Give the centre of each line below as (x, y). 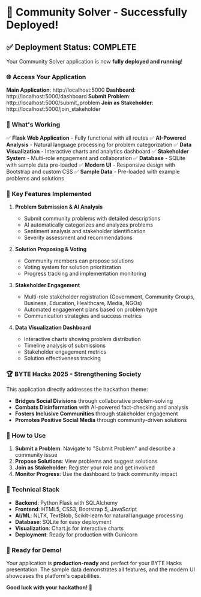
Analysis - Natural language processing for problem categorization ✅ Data (99, 144)
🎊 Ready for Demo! (34, 550)
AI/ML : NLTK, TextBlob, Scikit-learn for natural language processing (99, 515)
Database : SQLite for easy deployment (63, 521)
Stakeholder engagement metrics (65, 352)
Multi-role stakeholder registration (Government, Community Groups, (109, 297)
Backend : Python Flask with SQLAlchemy (66, 502)
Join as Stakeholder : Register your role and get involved (85, 468)
